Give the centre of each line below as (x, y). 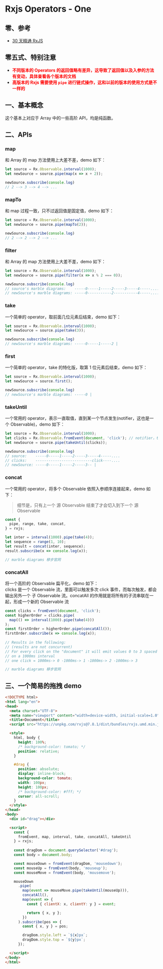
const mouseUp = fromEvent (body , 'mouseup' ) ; (61, 868)
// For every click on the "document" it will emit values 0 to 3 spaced (81, 651)
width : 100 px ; (32, 783)
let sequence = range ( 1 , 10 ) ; (36, 542)
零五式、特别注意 (31, 58)
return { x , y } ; (44, 913)
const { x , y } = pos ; (45, 926)
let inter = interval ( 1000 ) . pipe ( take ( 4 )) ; (50, 537)
